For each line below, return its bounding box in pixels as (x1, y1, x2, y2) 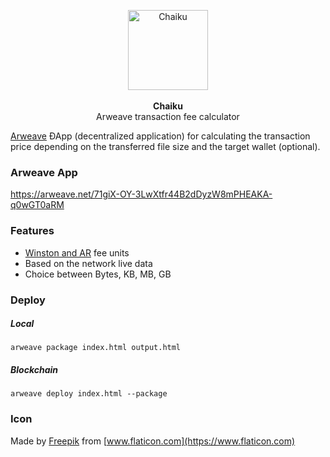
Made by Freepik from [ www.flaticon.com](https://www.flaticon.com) (10, 435, 296, 447)
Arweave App (10, 165, 78, 179)
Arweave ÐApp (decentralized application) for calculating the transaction (10, 130, 311, 142)
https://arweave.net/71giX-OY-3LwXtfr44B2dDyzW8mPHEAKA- (10, 188, 273, 200)
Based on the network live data (24, 257, 153, 269)
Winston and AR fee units (24, 246, 130, 259)
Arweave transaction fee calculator (96, 111, 240, 122)
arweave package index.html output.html (10, 343, 182, 353)
